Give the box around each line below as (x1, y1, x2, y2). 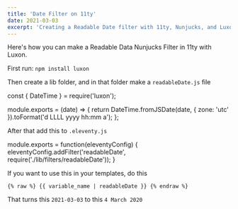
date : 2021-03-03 (7, 17, 59, 24)
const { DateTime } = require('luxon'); (7, 91, 116, 100)
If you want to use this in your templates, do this (7, 169, 147, 178)
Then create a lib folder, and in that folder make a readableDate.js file (7, 78, 211, 86)
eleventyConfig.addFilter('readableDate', (7, 148, 126, 157)
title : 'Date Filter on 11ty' (7, 10, 97, 18)
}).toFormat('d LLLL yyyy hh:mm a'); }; (7, 113, 119, 121)
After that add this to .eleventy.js (7, 127, 108, 135)
